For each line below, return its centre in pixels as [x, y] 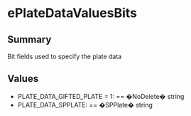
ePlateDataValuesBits [72, 13]
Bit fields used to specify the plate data [65, 56]
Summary [29, 39]
